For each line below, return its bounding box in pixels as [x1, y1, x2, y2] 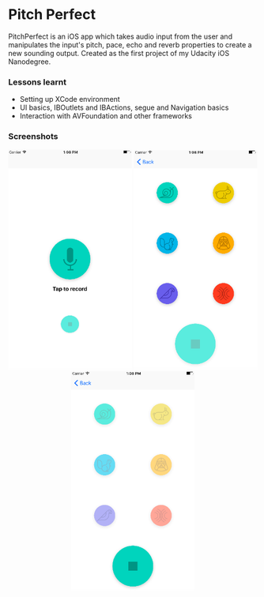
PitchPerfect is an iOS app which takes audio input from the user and [8, 32, 233, 41]
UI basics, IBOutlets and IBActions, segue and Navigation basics [19, 103, 229, 112]
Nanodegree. [8, 57, 51, 66]
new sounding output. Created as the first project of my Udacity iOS [8, 48, 230, 58]
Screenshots [8, 131, 58, 142]
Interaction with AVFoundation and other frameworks [19, 111, 192, 121]
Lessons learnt [8, 77, 67, 88]
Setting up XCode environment [19, 95, 120, 104]
